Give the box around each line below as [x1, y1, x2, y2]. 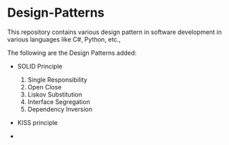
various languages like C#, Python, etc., [7, 35, 121, 43]
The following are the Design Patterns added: [7, 49, 137, 57]
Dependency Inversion [27, 105, 92, 113]
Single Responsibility [27, 75, 88, 84]
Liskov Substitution [27, 90, 83, 99]
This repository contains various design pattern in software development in [7, 28, 222, 36]
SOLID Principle [17, 62, 62, 70]
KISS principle [17, 118, 58, 126]
